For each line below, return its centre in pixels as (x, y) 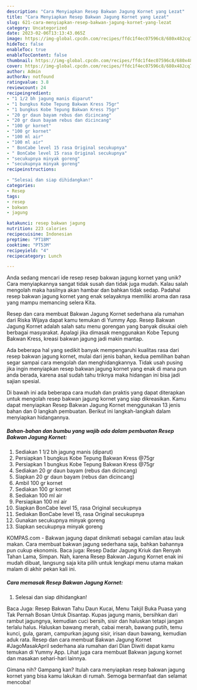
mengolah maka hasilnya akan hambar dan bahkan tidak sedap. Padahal (94, 290)
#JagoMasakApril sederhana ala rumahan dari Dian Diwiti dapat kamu (91, 646)
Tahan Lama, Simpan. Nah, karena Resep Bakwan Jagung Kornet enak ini (95, 556)
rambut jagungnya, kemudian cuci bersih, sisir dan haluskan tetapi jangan (95, 621)
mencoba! (19, 682)
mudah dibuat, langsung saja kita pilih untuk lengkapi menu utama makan (95, 563)
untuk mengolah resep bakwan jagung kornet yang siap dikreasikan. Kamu (96, 399)
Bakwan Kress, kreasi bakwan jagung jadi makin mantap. (75, 339)
